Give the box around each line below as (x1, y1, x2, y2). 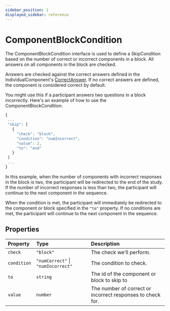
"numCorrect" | (36, 257, 71, 264)
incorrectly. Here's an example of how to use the (5, 97, 107, 103)
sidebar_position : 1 (5, 7, 49, 13)
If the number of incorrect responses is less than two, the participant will (5, 184, 157, 190)
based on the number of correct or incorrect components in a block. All (5, 56, 154, 62)
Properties (5, 225, 39, 234)
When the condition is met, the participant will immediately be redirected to (5, 199, 162, 205)
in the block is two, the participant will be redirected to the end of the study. (5, 179, 163, 185)
